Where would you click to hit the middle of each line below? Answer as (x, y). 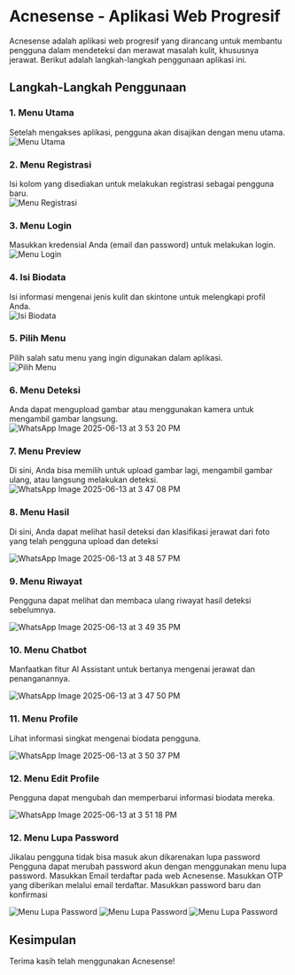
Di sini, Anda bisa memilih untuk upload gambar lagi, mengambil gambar (141, 471)
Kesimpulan (43, 940)
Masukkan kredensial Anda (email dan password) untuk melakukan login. (143, 245)
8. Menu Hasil (39, 512)
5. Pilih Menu (38, 339)
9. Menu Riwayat (46, 581)
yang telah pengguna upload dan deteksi (84, 541)
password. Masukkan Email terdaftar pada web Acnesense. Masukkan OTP (146, 876)
